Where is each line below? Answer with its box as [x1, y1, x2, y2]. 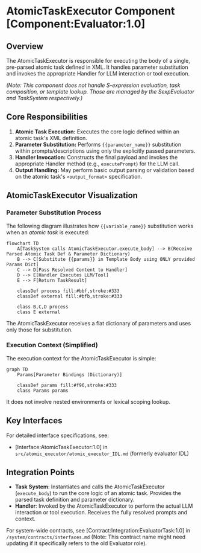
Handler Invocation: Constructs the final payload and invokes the [14, 153, 178, 161]
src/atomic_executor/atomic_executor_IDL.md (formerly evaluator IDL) [14, 450, 190, 457]
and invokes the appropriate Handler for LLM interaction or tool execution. [6, 70, 190, 77]
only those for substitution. [6, 326, 73, 333]
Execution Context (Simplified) [6, 341, 98, 350]
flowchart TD [6, 240, 39, 246]
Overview [6, 41, 44, 51]
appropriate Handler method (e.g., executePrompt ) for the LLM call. [14, 160, 180, 167]
